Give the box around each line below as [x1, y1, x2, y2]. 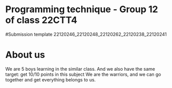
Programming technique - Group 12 [5, 4, 158, 15]
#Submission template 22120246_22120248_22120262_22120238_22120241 [5, 31, 167, 37]
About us [5, 49, 45, 61]
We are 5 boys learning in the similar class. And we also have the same [5, 66, 156, 72]
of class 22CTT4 [5, 14, 78, 26]
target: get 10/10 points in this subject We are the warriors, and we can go [5, 71, 161, 77]
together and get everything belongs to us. [5, 76, 96, 82]
